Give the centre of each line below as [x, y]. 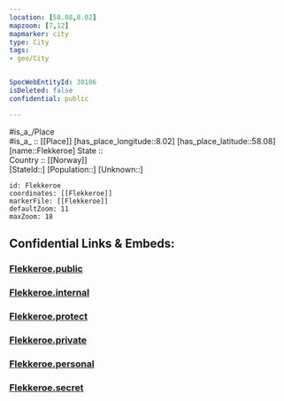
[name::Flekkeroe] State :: [56, 150]
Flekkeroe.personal [52, 364]
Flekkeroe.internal [50, 292]
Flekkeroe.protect [49, 316]
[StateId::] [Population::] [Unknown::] [76, 169]
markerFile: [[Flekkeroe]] [59, 201]
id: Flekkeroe [35, 185]
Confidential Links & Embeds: [92, 244]
